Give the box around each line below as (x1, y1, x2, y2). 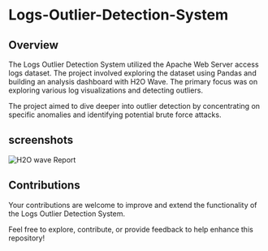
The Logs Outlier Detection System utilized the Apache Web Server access (8, 59, 259, 69)
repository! (8, 233, 45, 243)
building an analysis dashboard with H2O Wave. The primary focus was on (8, 77, 258, 86)
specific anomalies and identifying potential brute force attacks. (8, 110, 222, 119)
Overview (8, 38, 59, 52)
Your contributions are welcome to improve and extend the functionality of (8, 200, 257, 210)
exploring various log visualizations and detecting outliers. (8, 85, 203, 95)
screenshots (8, 133, 74, 147)
